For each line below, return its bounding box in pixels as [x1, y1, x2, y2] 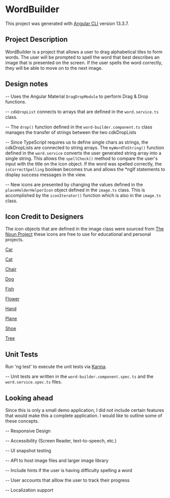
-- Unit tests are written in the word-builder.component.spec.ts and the [5, 373, 154, 380]
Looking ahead [5, 394, 53, 402]
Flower [5, 296, 20, 302]
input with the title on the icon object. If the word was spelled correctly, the [5, 160, 162, 167]
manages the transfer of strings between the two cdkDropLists [5, 129, 137, 135]
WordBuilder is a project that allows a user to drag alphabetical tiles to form [5, 48, 163, 54]
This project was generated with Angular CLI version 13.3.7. [5, 20, 129, 26]
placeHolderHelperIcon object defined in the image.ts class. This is [5, 187, 146, 193]
